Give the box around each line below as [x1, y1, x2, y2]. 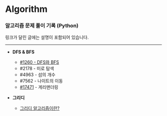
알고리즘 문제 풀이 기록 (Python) [5, 22, 79, 29]
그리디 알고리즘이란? [19, 106, 60, 112]
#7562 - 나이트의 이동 [19, 78, 63, 84]
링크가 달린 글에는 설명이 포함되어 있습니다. [5, 34, 89, 40]
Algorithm [5, 3, 48, 15]
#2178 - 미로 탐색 [19, 66, 54, 72]
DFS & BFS [12, 49, 35, 55]
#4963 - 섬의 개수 [19, 72, 56, 78]
